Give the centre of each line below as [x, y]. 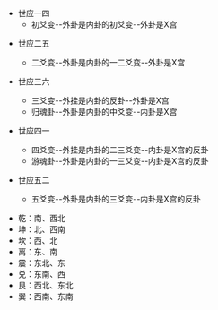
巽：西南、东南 [45, 297]
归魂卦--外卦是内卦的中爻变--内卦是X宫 [104, 112]
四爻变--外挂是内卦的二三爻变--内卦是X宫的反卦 [120, 150]
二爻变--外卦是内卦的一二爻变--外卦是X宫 [108, 62]
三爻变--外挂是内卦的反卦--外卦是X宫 [100, 100]
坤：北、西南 [41, 229]
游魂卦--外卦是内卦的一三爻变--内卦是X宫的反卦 [120, 161]
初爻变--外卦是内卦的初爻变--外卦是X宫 [104, 24]
